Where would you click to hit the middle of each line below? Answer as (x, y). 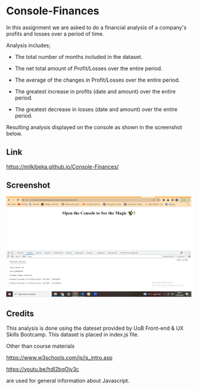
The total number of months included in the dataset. (79, 57)
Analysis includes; (28, 45)
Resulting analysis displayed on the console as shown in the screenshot (94, 127)
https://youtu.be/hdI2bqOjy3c (43, 369)
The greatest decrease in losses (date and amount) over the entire (96, 109)
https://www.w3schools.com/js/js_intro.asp (59, 357)
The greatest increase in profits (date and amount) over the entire (95, 91)
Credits (20, 314)
